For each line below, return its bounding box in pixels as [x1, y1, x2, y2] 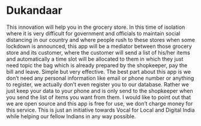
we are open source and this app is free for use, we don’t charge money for [6, 100, 193, 107]
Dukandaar [6, 4, 63, 17]
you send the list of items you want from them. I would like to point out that [6, 94, 191, 101]
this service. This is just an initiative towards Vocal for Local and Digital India [6, 106, 195, 113]
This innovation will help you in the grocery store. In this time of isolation [6, 23, 185, 31]
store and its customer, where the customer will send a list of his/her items [6, 49, 190, 56]
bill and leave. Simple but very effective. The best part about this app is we [6, 68, 191, 75]
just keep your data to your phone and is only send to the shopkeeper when [6, 87, 193, 94]
